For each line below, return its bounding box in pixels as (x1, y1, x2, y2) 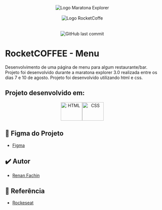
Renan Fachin (12, 173, 40, 179)
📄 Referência (5, 186, 45, 195)
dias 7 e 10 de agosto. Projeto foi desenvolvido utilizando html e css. (5, 75, 143, 80)
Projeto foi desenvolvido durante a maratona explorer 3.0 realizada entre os (5, 69, 158, 75)
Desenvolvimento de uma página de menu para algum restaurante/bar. (5, 64, 148, 70)
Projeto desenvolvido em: (5, 89, 85, 97)
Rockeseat (12, 200, 34, 206)
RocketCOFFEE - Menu (5, 48, 99, 59)
